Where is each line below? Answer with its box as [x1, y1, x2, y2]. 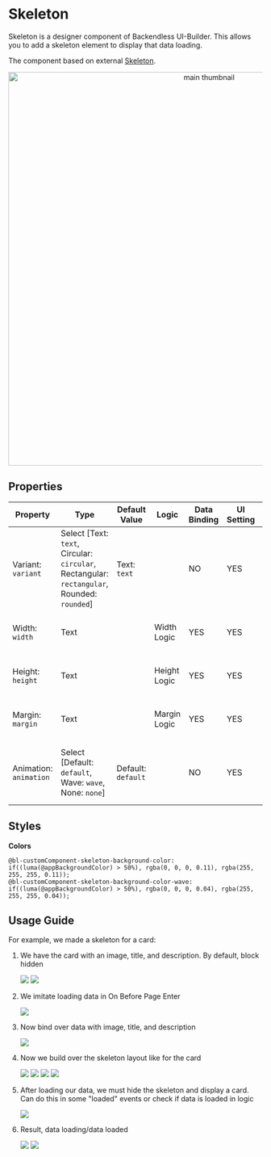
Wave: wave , [60, 777, 106, 788]
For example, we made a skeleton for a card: [8, 935, 156, 945]
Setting [226, 514, 256, 525]
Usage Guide [8, 913, 75, 927]
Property [15, 509, 51, 520]
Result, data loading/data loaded [19, 1125, 129, 1134]
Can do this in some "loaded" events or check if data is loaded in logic [19, 1094, 254, 1104]
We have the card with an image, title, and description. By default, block [19, 950, 260, 961]
